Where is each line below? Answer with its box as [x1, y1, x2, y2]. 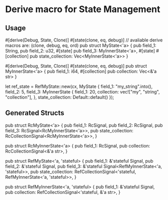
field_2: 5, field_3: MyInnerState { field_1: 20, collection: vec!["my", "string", [5, 89, 160, 94]
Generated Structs [5, 109, 64, 117]
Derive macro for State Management [5, 4, 160, 15]
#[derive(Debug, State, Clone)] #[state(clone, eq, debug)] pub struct [5, 63, 147, 69]
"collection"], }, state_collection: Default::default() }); [5, 94, 114, 100]
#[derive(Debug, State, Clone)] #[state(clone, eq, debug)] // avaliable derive [5, 37, 163, 43]
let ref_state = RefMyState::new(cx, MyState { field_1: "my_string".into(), [5, 83, 153, 89]
